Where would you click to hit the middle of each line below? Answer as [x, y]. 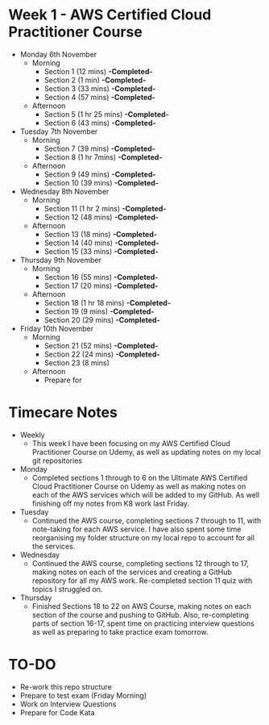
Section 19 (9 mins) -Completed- [99, 311]
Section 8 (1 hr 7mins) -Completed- [103, 157]
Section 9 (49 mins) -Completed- [100, 174]
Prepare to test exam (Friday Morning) [83, 695]
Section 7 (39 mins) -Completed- [99, 148]
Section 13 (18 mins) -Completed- [101, 234]
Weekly [33, 435]
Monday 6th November [58, 54]
